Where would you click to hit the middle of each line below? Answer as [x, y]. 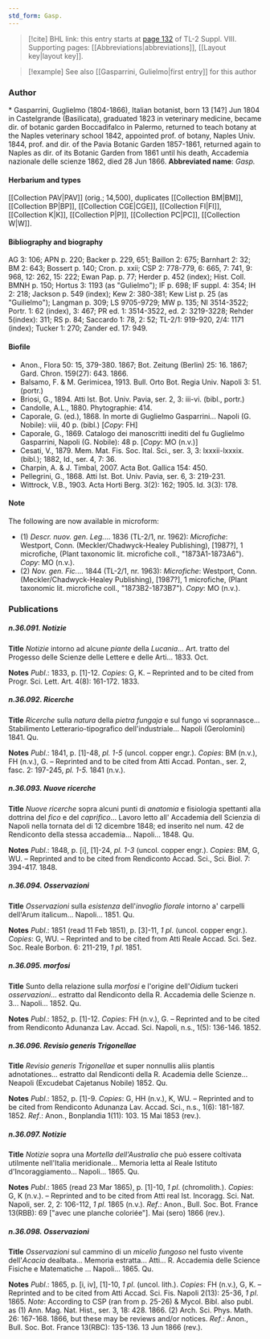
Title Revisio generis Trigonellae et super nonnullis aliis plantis [112, 1066]
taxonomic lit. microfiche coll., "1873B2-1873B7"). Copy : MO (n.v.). [130, 588]
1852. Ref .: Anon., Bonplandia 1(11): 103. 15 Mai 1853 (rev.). [105, 1116]
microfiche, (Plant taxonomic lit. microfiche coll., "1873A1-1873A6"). [132, 554]
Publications [33, 609]
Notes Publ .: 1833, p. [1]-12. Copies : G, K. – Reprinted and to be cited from [131, 672]
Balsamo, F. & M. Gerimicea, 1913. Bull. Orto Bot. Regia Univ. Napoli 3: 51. [141, 382]
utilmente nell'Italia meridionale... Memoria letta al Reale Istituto [113, 1163]
